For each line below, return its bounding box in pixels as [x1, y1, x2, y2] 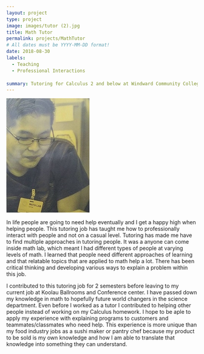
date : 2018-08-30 [6, 49, 50, 55]
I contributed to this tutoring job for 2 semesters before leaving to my [6, 282, 179, 289]
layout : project [6, 10, 47, 16]
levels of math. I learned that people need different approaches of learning [6, 251, 193, 258]
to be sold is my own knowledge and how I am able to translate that [6, 334, 175, 341]
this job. [6, 271, 26, 278]
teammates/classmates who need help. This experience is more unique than [6, 321, 197, 328]
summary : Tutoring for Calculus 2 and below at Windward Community [6, 80, 181, 87]
